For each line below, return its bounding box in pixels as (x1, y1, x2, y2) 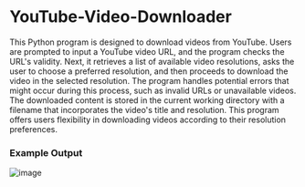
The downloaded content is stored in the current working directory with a (9, 94, 285, 106)
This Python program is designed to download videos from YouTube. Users (9, 36, 292, 47)
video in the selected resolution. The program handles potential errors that (9, 75, 289, 86)
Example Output (9, 146, 83, 159)
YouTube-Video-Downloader (9, 6, 233, 27)
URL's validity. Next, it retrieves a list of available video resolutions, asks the (9, 56, 295, 67)
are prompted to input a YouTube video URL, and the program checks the (9, 46, 285, 57)
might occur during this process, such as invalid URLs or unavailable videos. (9, 85, 297, 96)
